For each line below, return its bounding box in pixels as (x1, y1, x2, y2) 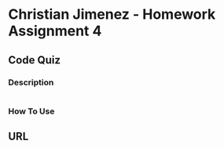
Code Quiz (8, 53, 61, 67)
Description (8, 77, 54, 88)
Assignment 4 (8, 22, 102, 40)
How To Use (8, 106, 55, 117)
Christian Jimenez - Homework (8, 5, 216, 23)
